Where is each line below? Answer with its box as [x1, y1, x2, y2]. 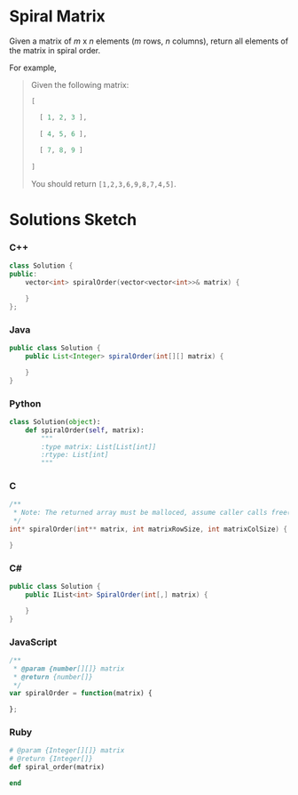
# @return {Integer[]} [9, 754, 93, 764]
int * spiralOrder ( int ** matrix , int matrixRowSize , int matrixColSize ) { [9, 525, 288, 534]
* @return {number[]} [12, 672, 93, 681]
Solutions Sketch [9, 210, 137, 230]
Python [9, 397, 42, 410]
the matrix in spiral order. [9, 44, 101, 55]
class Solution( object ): [9, 417, 101, 426]
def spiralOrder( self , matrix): [25, 425, 145, 435]
